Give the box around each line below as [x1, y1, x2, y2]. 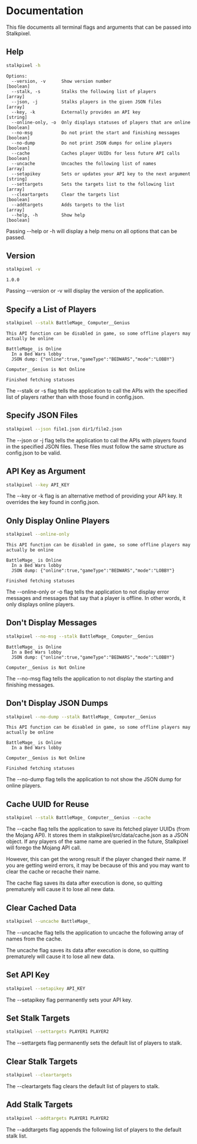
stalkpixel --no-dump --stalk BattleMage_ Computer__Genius [6, 713, 157, 720]
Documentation [6, 4, 84, 18]
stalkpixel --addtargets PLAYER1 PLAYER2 [6, 1115, 109, 1121]
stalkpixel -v [6, 266, 41, 272]
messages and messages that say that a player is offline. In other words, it [6, 595, 186, 602]
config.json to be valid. [6, 449, 62, 456]
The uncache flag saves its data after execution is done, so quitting [6, 946, 169, 953]
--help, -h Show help [11, 212, 85, 218]
